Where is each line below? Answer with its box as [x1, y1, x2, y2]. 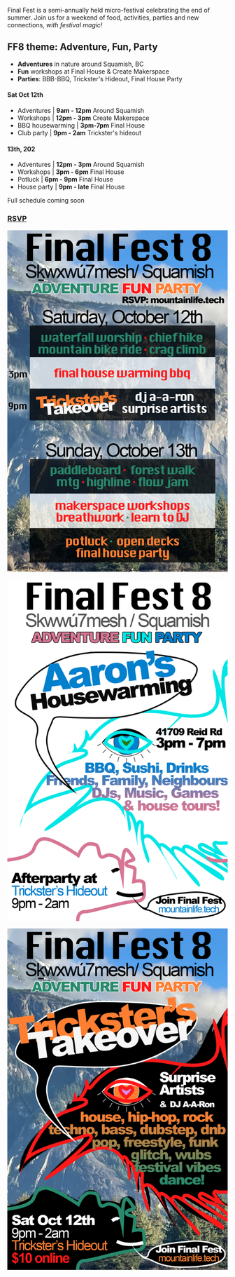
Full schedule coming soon [7, 196, 85, 205]
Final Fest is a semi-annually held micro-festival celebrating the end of [7, 6, 211, 14]
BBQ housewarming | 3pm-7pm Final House [17, 121, 145, 130]
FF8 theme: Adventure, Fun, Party [7, 41, 158, 53]
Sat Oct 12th [7, 90, 43, 99]
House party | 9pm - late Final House [17, 182, 125, 191]
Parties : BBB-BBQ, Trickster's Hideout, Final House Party [17, 74, 183, 83]
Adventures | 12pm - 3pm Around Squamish [17, 161, 145, 169]
